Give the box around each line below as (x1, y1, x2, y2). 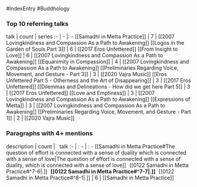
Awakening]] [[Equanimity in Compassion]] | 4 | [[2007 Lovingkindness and (6, 58, 189, 65)
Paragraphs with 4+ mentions (6, 129, 93, 137)
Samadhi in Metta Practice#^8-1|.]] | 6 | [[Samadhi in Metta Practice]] (6, 174, 174, 181)
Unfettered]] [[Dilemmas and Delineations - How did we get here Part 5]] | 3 (6, 83, 191, 90)
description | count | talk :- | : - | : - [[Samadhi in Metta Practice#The (6, 143, 175, 150)
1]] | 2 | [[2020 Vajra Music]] (6, 114, 75, 122)
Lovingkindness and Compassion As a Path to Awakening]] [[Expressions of (6, 96, 191, 103)
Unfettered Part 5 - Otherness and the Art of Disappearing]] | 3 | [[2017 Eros (6, 77, 192, 84)
